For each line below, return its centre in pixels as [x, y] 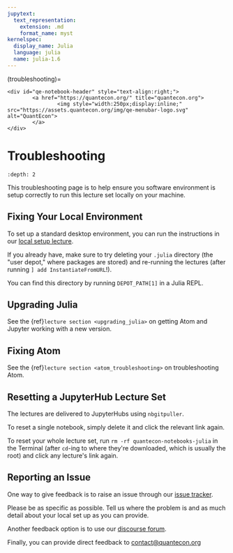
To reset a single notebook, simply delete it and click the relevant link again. [116, 427]
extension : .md [42, 26]
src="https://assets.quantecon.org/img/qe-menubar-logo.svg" [98, 110]
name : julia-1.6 [37, 59]
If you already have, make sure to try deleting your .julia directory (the [110, 255]
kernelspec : [24, 40]
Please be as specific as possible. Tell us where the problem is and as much [116, 508]
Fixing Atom [34, 350]
